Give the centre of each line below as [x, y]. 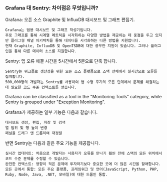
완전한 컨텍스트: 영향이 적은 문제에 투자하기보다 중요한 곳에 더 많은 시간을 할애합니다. [83, 164]
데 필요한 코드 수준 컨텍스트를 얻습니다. [41, 88]
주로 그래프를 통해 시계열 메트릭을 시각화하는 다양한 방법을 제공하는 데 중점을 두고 [79, 35]
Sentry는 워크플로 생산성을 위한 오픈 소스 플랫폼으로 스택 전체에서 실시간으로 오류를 [81, 72]
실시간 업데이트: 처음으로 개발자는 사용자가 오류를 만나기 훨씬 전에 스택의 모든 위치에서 [84, 154]
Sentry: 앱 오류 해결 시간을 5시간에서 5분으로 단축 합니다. [61, 61]
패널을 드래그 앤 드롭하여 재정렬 [34, 133]
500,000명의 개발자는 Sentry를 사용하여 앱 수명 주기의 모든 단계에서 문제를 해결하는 [82, 82]
